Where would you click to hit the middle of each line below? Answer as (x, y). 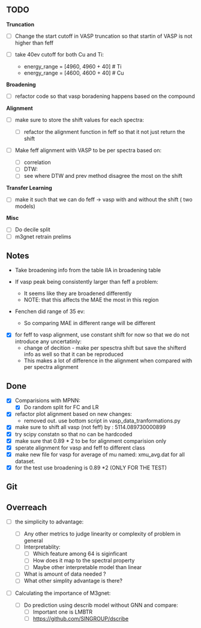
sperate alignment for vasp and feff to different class (80, 448)
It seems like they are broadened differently (78, 293)
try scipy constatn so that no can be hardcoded (73, 434)
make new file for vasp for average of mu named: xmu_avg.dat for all (100, 454)
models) (25, 206)
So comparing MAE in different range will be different (90, 323)
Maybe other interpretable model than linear (87, 567)
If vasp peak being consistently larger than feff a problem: (87, 282)
